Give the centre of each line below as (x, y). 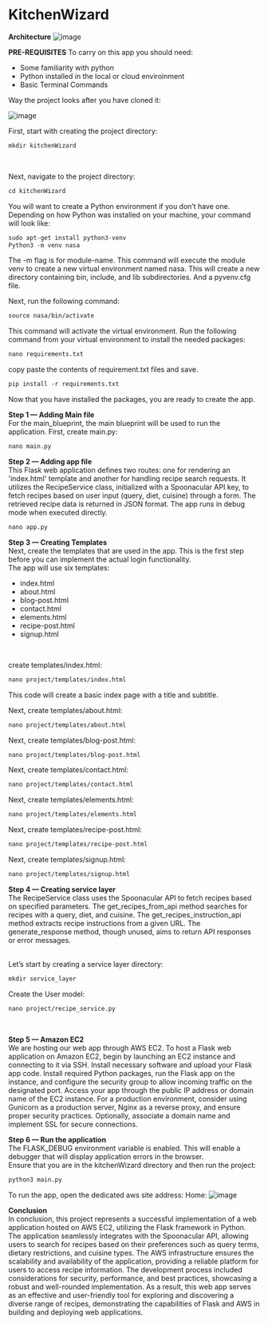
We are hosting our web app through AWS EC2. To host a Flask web (120, 1047)
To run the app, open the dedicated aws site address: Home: (108, 1195)
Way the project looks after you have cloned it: (85, 100)
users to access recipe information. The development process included (125, 1269)
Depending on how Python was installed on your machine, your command (130, 215)
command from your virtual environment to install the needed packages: (127, 340)
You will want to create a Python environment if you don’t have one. (119, 206)
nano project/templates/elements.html (73, 814)
